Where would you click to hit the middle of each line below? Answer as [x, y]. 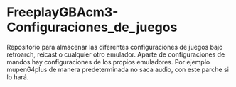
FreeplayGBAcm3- [63, 12]
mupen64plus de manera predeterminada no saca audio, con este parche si [118, 69]
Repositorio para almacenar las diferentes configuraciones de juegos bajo [115, 47]
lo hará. [18, 77]
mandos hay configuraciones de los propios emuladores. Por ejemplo [108, 62]
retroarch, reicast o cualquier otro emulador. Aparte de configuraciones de [116, 54]
